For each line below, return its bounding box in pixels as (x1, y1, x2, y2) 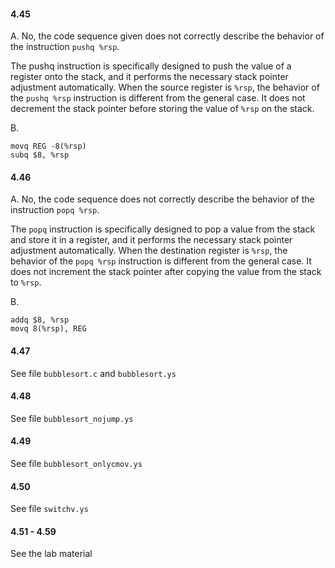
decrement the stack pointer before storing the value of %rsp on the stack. (10, 103, 315, 115)
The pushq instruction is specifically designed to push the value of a (10, 60, 292, 72)
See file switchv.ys (10, 503, 89, 515)
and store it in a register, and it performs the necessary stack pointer (10, 234, 293, 246)
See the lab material (10, 548, 93, 560)
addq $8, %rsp (10, 315, 70, 325)
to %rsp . (10, 276, 42, 289)
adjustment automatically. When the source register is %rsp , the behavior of (10, 81, 320, 94)
